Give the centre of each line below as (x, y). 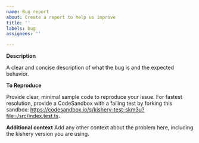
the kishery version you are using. (48, 134)
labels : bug (21, 28)
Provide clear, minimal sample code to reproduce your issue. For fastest (94, 97)
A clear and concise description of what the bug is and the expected (90, 68)
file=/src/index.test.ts (32, 116)
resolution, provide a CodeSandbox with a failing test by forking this (89, 103)
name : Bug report (28, 12)
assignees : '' (24, 34)
